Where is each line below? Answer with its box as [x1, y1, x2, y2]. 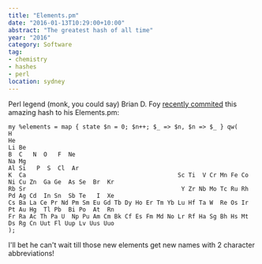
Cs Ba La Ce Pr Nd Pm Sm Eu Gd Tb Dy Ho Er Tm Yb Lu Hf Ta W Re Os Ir [8, 199, 249, 206]
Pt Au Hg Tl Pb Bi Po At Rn [8, 206, 114, 214]
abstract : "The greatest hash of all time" [8, 26, 154, 34]
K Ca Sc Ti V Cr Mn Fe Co [8, 171, 249, 179]
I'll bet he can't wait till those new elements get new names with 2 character [8, 240, 255, 249]
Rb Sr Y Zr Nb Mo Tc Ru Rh [8, 184, 249, 193]
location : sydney [8, 77, 65, 85]
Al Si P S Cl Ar [8, 164, 80, 172]
